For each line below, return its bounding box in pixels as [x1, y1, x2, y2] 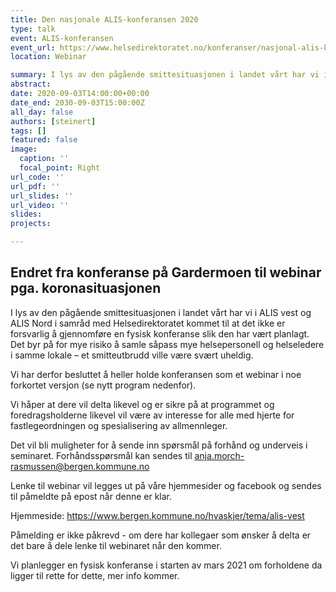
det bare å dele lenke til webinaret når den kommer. [10, 539, 222, 551]
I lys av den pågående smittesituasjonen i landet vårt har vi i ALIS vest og [10, 306, 312, 318]
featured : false [10, 135, 78, 145]
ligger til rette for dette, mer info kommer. [10, 569, 180, 581]
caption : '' [19, 154, 70, 164]
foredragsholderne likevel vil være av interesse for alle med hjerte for [10, 409, 295, 421]
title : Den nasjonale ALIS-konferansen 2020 [10, 14, 199, 25]
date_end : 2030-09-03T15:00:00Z [10, 97, 145, 108]
